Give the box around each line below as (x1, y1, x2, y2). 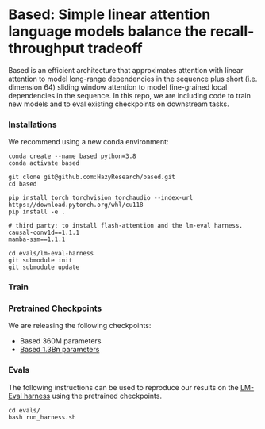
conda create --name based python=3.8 (8, 152, 136, 160)
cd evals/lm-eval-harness (8, 250, 94, 258)
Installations (8, 119, 57, 130)
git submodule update (8, 263, 80, 271)
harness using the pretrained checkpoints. (23, 391, 163, 400)
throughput (8, 40, 85, 57)
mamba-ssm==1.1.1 (8, 236, 66, 243)
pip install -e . (8, 208, 66, 216)
